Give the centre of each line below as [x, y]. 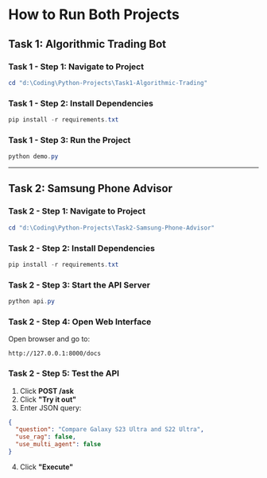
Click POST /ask [46, 391]
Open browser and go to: [49, 339]
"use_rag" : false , [46, 437]
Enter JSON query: [50, 407]
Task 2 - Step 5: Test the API [64, 373]
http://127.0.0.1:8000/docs [55, 354]
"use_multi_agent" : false [58, 445]
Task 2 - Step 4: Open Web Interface [80, 322]
